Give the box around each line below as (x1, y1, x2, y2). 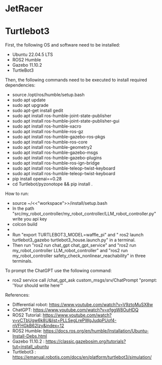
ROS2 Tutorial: (12, 312, 42, 318)
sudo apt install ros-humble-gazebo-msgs (12, 149, 98, 156)
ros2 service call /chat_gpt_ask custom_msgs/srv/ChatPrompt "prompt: (12, 277, 158, 283)
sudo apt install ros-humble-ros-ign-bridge (12, 160, 100, 166)
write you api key (12, 216, 47, 222)
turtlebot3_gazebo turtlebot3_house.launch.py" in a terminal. (12, 237, 136, 243)
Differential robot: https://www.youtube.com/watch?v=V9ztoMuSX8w (12, 302, 153, 308)
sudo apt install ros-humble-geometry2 (12, 144, 93, 150)
